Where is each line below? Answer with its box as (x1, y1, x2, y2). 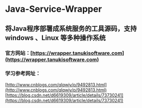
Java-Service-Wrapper (5, 3, 102, 15)
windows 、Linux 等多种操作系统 (5, 34, 106, 42)
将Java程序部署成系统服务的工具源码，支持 (5, 24, 137, 33)
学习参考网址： (5, 70, 41, 77)
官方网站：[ (5, 49, 33, 56)
